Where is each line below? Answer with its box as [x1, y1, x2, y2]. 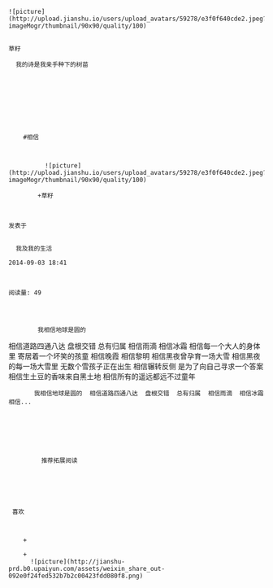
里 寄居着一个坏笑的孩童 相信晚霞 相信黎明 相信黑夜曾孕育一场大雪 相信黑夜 [8, 351, 261, 361]
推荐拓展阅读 [41, 456, 78, 464]
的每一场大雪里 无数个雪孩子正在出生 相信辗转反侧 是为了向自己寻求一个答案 [8, 362, 264, 371]
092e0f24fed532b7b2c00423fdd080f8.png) [8, 572, 144, 580]
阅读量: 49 [8, 289, 42, 297]
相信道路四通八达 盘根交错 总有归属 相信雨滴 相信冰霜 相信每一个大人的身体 [8, 342, 261, 351]
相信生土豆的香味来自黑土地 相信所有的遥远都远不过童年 [8, 372, 196, 381]
